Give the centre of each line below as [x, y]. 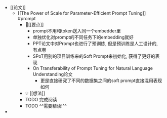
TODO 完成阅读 [41, 100]
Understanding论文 [53, 74]
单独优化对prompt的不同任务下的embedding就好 [83, 37]
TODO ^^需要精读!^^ [46, 106]
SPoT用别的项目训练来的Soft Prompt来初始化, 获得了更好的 [94, 56]
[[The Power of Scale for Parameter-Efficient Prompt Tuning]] [81, 13]
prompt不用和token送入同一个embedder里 [77, 31]
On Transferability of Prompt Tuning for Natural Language [93, 68]
